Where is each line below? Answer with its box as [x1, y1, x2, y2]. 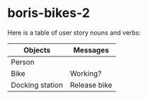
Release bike [69, 80, 113, 90]
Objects [23, 45, 51, 54]
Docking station [11, 80, 64, 90]
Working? [69, 69, 102, 78]
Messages [73, 45, 110, 54]
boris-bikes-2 [7, 5, 91, 21]
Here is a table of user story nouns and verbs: [7, 28, 142, 37]
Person [11, 57, 35, 66]
